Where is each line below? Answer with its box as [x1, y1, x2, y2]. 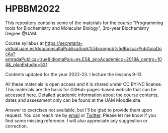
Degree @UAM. [5, 30, 38, 36]
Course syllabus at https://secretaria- [5, 40, 83, 46]
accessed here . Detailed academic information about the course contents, [5, 92, 159, 98]
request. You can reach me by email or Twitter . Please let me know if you [5, 112, 156, 118]
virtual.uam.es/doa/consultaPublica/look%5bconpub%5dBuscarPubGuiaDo [5, 45, 162, 51]
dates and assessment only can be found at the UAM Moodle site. [5, 97, 142, 103]
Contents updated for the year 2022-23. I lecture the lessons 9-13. [5, 71, 143, 77]
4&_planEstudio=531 [5, 61, 48, 68]
